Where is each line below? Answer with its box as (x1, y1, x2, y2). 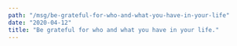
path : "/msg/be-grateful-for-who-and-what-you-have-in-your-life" (8, 11, 230, 19)
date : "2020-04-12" (8, 19, 72, 27)
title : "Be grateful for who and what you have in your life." (8, 26, 220, 34)
